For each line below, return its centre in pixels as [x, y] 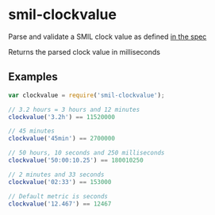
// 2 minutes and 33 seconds [56, 175]
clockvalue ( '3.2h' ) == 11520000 [61, 117]
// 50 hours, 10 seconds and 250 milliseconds [86, 153]
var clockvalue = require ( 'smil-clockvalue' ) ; [86, 95]
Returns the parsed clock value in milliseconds [84, 52]
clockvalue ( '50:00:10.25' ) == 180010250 [76, 160]
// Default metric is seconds [58, 196]
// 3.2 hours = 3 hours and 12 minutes [74, 109]
